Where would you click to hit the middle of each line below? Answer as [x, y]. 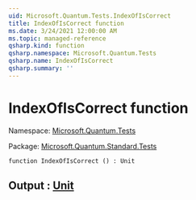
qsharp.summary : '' [41, 69]
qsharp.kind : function [46, 46]
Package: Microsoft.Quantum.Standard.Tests [83, 146]
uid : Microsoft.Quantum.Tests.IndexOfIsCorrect [90, 16]
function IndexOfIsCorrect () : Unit [72, 161]
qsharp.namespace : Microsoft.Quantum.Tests [83, 53]
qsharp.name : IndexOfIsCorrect [61, 61]
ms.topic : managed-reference [57, 38]
